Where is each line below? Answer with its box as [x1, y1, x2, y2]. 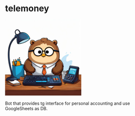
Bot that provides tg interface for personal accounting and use [5, 100, 130, 106]
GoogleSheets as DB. [5, 105, 48, 111]
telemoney [5, 3, 50, 14]
